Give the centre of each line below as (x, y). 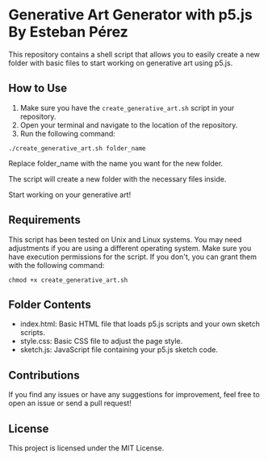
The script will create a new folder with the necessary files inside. (117, 178)
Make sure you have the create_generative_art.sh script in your (127, 107)
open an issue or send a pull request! (70, 403)
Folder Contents (50, 304)
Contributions (44, 375)
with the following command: (57, 265)
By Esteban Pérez (69, 32)
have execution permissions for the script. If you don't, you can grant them (132, 257)
